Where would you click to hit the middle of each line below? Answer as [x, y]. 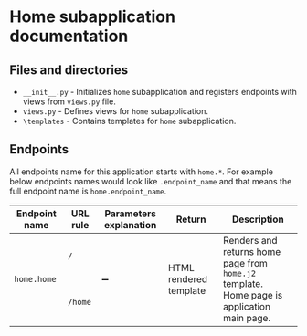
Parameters [131, 214]
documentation [69, 36]
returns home [252, 251]
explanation [130, 225]
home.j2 [239, 273]
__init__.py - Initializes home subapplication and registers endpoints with [159, 92]
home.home [35, 279]
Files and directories [69, 70]
